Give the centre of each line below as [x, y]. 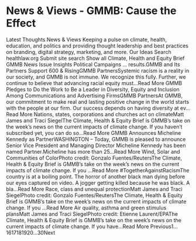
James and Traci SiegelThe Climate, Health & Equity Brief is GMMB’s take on [98, 120]
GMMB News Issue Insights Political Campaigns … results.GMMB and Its [93, 64]
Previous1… [164, 226]
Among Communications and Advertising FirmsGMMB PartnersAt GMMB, [94, 96]
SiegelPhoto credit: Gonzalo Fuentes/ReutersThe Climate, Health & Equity [94, 195]
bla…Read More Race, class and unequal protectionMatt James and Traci [94, 189]
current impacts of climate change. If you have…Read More [78, 226]
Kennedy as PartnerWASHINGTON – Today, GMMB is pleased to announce [96, 139]
